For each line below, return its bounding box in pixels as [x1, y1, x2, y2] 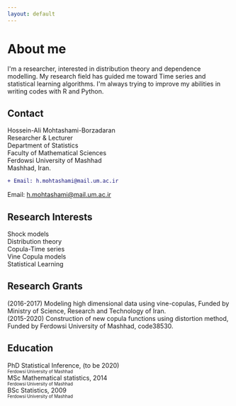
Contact [7, 107, 44, 119]
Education [7, 342, 54, 354]
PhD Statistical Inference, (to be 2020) [7, 361, 120, 369]
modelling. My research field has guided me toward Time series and [7, 72, 206, 80]
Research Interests [7, 210, 93, 223]
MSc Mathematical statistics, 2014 [7, 373, 108, 382]
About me [7, 40, 67, 57]
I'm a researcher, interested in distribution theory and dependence [7, 64, 201, 73]
